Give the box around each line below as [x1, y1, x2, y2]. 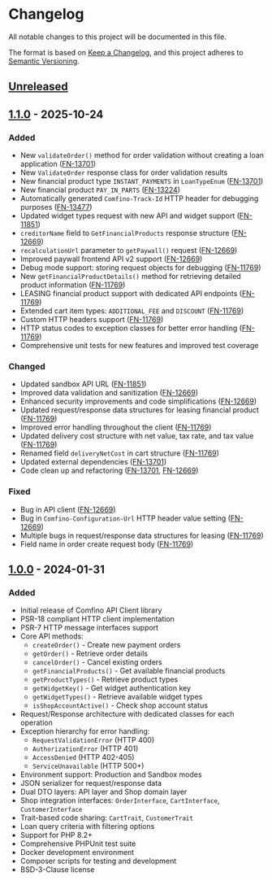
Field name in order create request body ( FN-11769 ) [19, 539, 194, 549]
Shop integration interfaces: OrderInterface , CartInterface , [19, 796, 220, 805]
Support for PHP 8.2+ [19, 831, 93, 840]
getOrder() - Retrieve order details [32, 648, 149, 659]
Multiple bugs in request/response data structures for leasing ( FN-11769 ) [19, 530, 264, 540]
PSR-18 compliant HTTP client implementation [19, 614, 175, 624]
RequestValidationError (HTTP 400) [32, 735, 155, 745]
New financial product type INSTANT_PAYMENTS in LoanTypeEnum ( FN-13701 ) [19, 177, 264, 186]
